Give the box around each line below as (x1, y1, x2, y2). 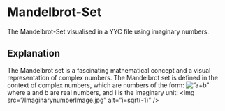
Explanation (7, 47, 61, 59)
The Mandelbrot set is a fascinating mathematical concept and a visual (7, 66, 211, 74)
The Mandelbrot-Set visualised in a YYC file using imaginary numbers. (7, 27, 210, 36)
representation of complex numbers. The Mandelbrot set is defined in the (7, 73, 219, 82)
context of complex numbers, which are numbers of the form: (7, 81, 185, 89)
